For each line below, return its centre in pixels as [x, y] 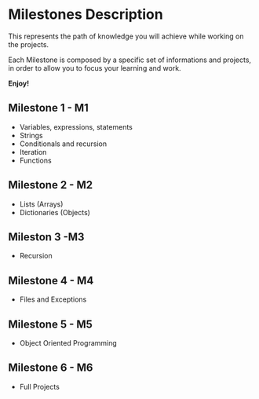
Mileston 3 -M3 [46, 237]
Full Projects [40, 386]
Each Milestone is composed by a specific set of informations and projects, [130, 60]
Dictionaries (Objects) [55, 212]
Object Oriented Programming [68, 343]
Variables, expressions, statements [76, 126]
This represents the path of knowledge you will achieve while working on [126, 36]
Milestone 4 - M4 [51, 280]
